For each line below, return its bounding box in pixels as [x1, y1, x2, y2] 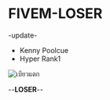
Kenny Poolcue [19, 45, 69, 55]
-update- [8, 30, 38, 40]
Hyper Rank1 [19, 54, 61, 63]
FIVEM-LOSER [8, 5, 103, 23]
